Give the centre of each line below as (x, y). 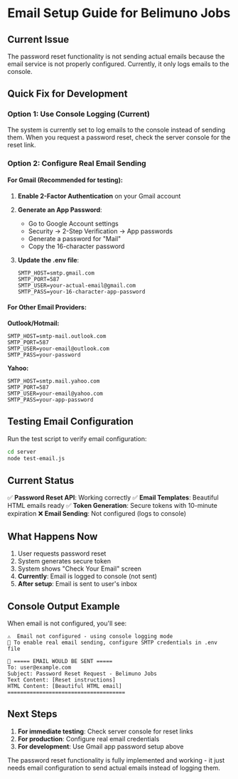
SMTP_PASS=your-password (44, 355)
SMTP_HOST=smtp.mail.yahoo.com (54, 381)
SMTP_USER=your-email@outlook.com (59, 349)
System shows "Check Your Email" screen (80, 569)
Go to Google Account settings (73, 223)
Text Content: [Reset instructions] (61, 680)
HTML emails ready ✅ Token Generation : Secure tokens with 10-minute (113, 506)
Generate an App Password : (60, 210)
